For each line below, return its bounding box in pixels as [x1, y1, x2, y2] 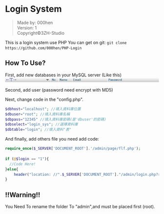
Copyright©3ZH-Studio [17, 30, 65, 36]
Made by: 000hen [17, 20, 53, 25]
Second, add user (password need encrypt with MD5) [5, 87, 113, 93]
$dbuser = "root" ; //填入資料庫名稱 [5, 112, 70, 117]
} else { [5, 166, 19, 172]
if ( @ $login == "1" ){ [5, 156, 49, 161]
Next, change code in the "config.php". [5, 96, 84, 102]
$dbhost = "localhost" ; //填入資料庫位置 [5, 106, 81, 111]
